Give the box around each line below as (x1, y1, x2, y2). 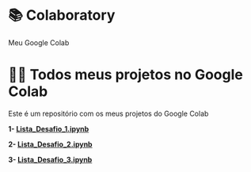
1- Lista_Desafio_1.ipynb (8, 124, 89, 133)
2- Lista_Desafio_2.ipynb (8, 140, 93, 149)
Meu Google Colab (8, 37, 70, 48)
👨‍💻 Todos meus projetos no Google (8, 66, 243, 84)
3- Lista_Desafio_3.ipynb (8, 155, 93, 164)
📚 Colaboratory (8, 6, 116, 25)
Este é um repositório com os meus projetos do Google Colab (8, 109, 209, 118)
